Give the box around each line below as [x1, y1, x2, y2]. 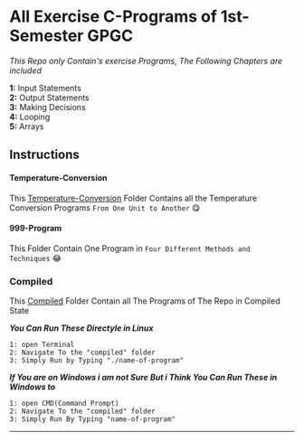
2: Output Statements [9, 92, 90, 103]
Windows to [9, 381, 56, 392]
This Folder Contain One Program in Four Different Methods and [9, 242, 251, 254]
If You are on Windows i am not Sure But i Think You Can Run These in [9, 372, 278, 383]
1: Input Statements [9, 82, 81, 93]
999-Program [9, 223, 62, 234]
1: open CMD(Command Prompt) [9, 399, 119, 408]
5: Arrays [9, 120, 44, 132]
